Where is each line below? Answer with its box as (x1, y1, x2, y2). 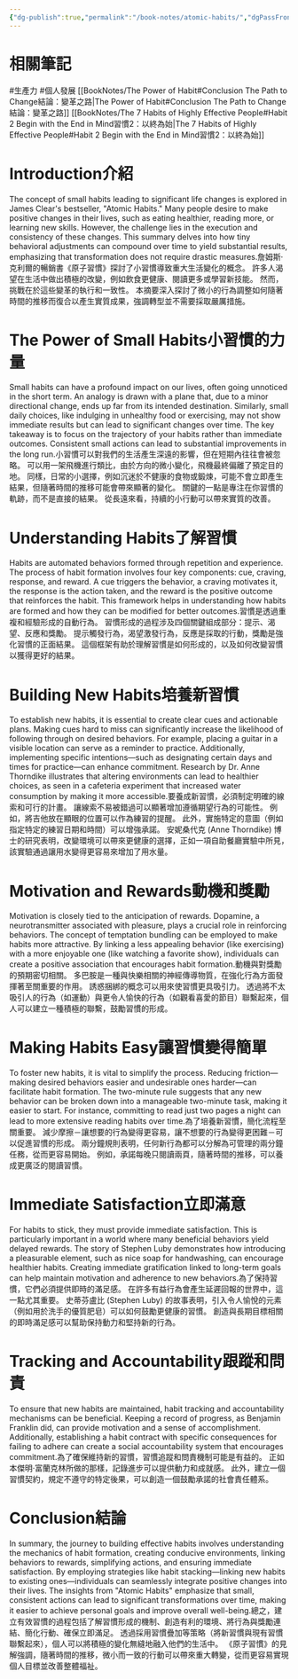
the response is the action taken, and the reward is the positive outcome (9, 586, 273, 597)
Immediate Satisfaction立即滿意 (9, 1195, 247, 1215)
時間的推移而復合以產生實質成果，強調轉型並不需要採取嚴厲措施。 (9, 295, 250, 306)
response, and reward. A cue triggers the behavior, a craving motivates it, (9, 577, 278, 587)
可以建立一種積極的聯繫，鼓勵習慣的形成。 (16, 1003, 173, 1014)
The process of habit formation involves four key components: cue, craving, (9, 567, 286, 577)
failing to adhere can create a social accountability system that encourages (9, 1441, 284, 1452)
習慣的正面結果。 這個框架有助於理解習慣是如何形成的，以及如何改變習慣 (16, 639, 284, 650)
